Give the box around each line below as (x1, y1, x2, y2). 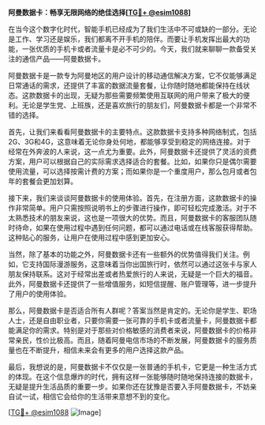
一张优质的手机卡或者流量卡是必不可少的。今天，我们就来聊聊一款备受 (21, 44, 250, 54)
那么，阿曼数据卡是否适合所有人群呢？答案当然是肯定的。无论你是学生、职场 (8, 306, 257, 315)
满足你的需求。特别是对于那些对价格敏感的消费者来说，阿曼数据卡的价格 (14, 325, 250, 335)
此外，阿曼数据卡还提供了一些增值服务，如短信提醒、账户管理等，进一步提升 (8, 280, 257, 288)
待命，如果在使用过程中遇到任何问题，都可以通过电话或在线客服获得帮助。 (14, 223, 257, 232)
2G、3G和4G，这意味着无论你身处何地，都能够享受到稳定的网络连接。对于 (8, 137, 251, 146)
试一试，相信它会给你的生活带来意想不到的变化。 (14, 392, 174, 401)
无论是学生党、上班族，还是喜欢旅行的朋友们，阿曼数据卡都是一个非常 (21, 100, 250, 110)
